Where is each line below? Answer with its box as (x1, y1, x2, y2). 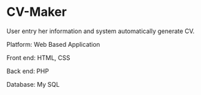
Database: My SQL (6, 80, 60, 88)
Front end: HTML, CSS (6, 53, 70, 62)
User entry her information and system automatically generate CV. (6, 27, 195, 35)
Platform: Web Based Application (6, 40, 101, 48)
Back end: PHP (6, 67, 49, 75)
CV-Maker (6, 4, 67, 20)
